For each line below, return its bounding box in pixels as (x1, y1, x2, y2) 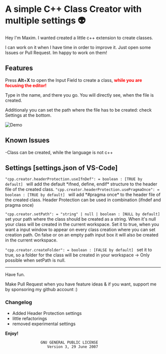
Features (5, 64, 33, 72)
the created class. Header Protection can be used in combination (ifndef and (5, 197, 161, 203)
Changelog (5, 299, 32, 306)
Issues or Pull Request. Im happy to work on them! (5, 50, 107, 56)
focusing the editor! (5, 82, 47, 88)
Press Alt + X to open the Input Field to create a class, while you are (5, 77, 142, 83)
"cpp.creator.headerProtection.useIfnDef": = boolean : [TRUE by (5, 177, 142, 182)
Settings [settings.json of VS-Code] (5, 164, 118, 172)
